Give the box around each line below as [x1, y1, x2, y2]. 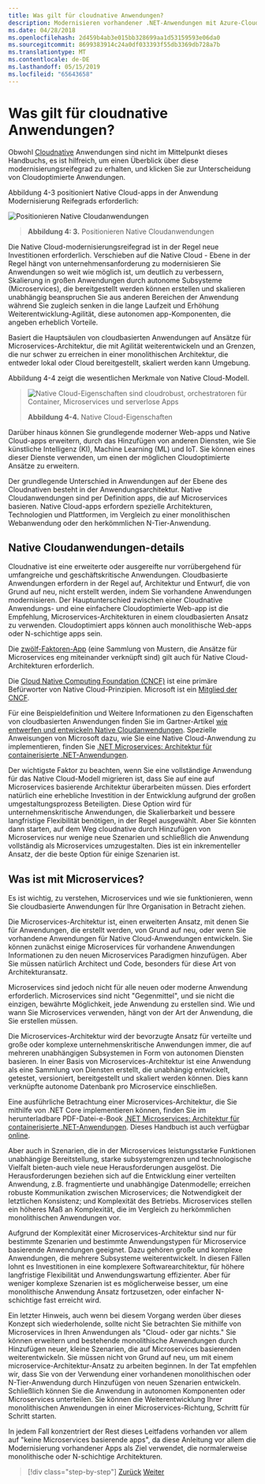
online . [8, 1130, 30, 1141]
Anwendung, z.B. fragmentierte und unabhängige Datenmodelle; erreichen [8, 1179, 251, 1189]
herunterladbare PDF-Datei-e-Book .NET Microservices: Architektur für [8, 1114, 240, 1123]
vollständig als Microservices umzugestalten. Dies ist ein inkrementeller [8, 841, 241, 851]
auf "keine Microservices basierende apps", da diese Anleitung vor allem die [8, 1435, 256, 1445]
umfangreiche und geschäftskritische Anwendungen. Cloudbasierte [8, 570, 229, 580]
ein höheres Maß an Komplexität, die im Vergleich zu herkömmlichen [8, 1205, 231, 1214]
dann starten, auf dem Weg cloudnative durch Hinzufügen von [8, 824, 211, 834]
